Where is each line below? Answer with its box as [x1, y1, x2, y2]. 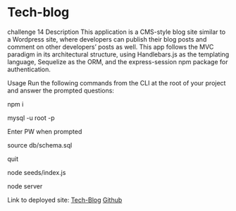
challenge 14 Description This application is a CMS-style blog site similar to [7, 28, 226, 36]
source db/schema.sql [7, 140, 73, 149]
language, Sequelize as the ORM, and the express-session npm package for [7, 57, 228, 66]
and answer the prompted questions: [7, 86, 115, 95]
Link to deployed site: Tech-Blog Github [7, 195, 123, 204]
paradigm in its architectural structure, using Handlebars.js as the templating [7, 50, 230, 59]
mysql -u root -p [7, 114, 55, 122]
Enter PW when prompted [7, 127, 82, 135]
